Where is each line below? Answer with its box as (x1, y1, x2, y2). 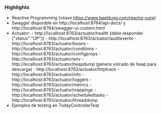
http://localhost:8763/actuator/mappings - (11, 87, 97, 93)
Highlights (4, 4, 30, 11)
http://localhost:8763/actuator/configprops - (11, 51, 101, 57)
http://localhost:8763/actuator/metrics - (11, 82, 92, 88)
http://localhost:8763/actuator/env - (11, 56, 84, 62)
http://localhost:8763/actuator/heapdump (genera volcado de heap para (11, 61, 157, 67)
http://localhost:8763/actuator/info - (11, 72, 84, 78)
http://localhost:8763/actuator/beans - (11, 41, 89, 47)
